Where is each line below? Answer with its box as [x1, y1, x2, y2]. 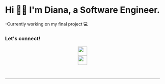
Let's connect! [5, 35, 41, 42]
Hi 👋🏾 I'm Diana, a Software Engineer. [5, 4, 160, 16]
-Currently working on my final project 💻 [5, 21, 88, 27]
